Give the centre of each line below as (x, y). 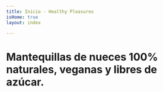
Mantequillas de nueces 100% (82, 57)
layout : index (24, 22)
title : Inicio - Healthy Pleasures (50, 11)
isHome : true (22, 17)
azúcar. (25, 82)
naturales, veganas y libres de (81, 69)
